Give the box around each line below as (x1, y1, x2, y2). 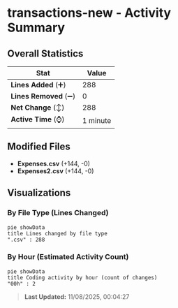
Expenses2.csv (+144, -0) (17, 166, 94, 175)
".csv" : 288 (7, 236, 45, 243)
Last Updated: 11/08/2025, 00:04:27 (24, 292, 130, 301)
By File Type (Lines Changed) (7, 208, 109, 218)
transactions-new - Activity (7, 5, 172, 21)
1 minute (82, 115, 112, 125)
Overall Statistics (7, 47, 84, 59)
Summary (7, 20, 65, 36)
